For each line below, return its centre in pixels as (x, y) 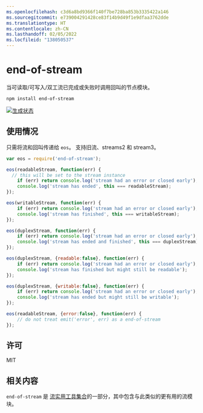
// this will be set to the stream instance (69, 175)
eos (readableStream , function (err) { (54, 170)
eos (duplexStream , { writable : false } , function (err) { (76, 286)
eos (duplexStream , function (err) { (51, 231)
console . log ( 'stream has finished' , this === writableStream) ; (98, 214)
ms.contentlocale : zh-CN (37, 29)
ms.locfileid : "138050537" (40, 40)
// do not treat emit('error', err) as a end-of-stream (89, 319)
